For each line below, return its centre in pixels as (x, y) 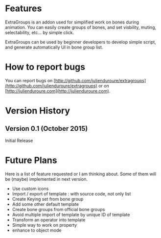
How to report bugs (45, 67)
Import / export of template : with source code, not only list (71, 193)
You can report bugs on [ (30, 80)
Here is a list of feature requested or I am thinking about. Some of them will (81, 174)
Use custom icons (30, 189)
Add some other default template (46, 204)
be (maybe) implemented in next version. (46, 179)
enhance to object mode (37, 230)
